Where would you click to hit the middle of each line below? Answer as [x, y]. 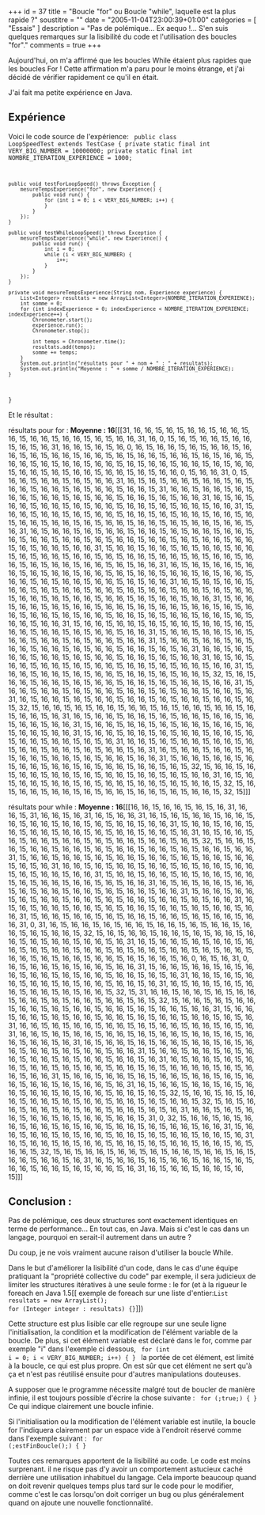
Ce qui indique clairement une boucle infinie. [81, 1407]
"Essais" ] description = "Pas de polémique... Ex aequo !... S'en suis [118, 28]
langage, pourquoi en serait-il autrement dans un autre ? [100, 1237]
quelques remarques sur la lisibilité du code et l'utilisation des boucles [123, 36]
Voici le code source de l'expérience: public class [93, 136]
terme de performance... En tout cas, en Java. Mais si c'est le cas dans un [129, 1229]
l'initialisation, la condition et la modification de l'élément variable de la [123, 1332]
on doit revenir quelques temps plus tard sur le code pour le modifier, [121, 1486]
